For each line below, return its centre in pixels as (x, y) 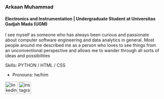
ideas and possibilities (28, 56)
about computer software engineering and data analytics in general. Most (80, 40)
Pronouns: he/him (30, 75)
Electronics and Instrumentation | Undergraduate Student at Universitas (81, 19)
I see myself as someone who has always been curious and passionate (77, 35)
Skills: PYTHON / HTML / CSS (35, 66)
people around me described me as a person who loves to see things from (81, 45)
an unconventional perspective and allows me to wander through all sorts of (82, 51)
